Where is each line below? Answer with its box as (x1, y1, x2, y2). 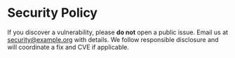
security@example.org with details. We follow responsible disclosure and (7, 35, 219, 43)
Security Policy (7, 5, 98, 21)
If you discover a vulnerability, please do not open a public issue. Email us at (7, 28, 229, 36)
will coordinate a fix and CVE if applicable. (7, 43, 130, 51)
